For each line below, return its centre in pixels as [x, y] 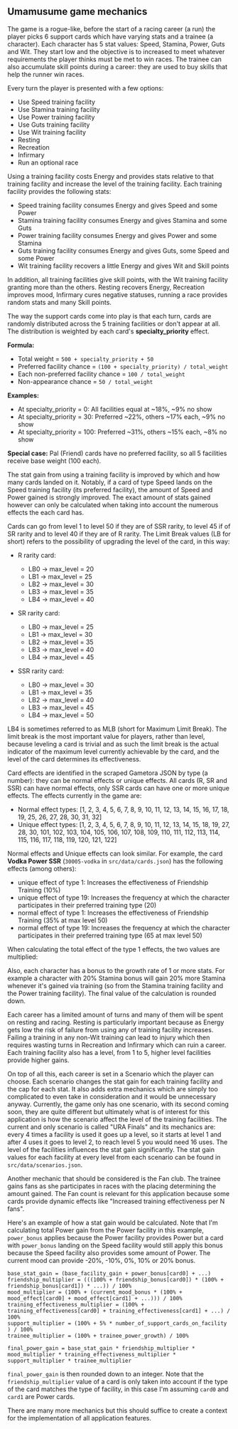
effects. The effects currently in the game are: [75, 795]
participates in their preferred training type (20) [87, 905]
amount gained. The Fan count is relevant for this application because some [118, 1193]
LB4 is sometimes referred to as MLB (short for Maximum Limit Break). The [117, 729]
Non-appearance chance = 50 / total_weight [85, 381]
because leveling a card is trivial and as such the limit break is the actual [113, 744]
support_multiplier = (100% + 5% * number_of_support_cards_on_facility [117, 1323]
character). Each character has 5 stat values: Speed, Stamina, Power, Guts [116, 44]
